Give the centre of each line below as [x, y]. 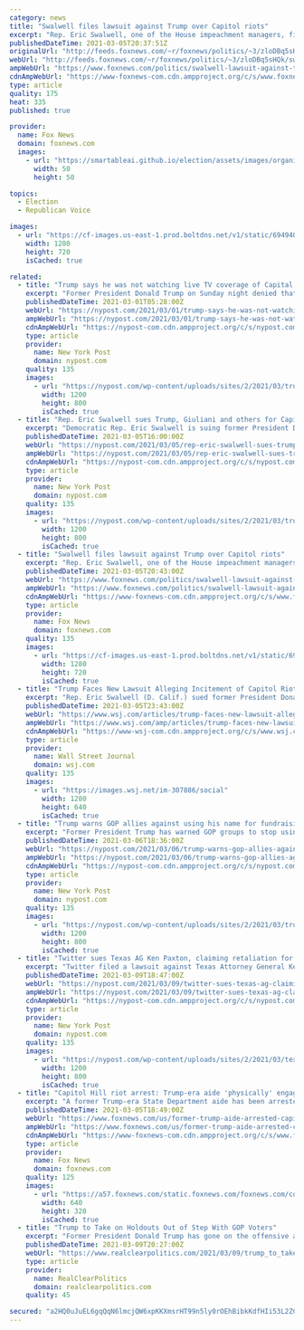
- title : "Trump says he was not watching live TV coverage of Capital [156, 285]
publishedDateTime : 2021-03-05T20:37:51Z [89, 43]
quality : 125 [50, 1178]
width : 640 [62, 1202]
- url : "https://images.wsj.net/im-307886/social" [131, 790]
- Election [38, 202]
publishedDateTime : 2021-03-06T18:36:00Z [104, 841]
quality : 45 [48, 1296]
